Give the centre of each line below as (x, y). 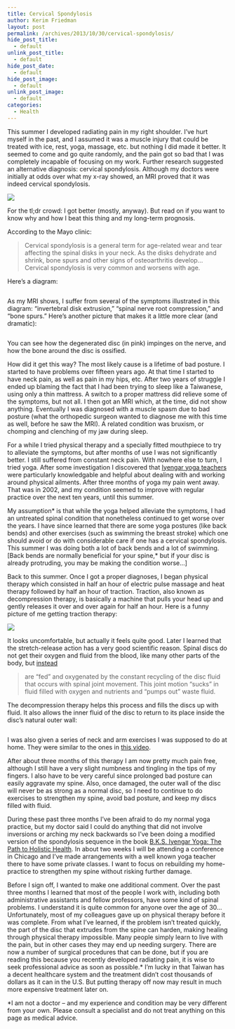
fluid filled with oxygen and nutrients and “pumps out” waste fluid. (120, 691)
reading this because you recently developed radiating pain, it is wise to (111, 960)
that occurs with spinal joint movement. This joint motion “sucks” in (121, 684)
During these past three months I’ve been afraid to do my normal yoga (109, 819)
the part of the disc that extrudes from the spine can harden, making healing (117, 929)
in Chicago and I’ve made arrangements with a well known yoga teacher (112, 856)
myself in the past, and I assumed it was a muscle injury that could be (108, 139)
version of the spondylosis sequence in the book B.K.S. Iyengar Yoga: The (115, 841)
